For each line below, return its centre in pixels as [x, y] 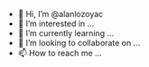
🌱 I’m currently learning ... [66, 33]
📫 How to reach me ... [60, 53]
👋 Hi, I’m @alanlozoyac [61, 14]
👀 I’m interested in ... [56, 24]
